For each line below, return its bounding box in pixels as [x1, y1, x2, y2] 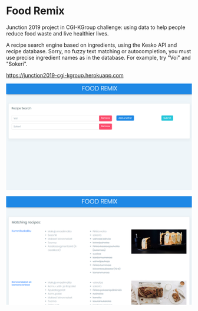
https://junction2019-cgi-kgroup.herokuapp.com [6, 72, 124, 79]
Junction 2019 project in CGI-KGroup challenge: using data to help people [6, 24, 186, 31]
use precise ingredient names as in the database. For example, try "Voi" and [6, 54, 191, 61]
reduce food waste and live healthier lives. [6, 30, 109, 37]
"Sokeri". [6, 60, 28, 67]
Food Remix [6, 4, 65, 18]
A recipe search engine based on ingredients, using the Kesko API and [6, 41, 177, 48]
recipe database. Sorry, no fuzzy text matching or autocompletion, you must [6, 47, 192, 54]
